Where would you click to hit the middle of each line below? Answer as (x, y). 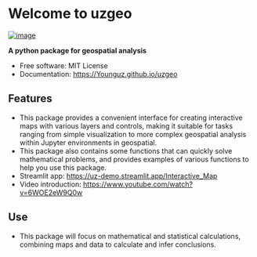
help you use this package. (63, 167)
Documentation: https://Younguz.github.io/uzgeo (98, 74)
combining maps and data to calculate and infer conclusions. (118, 244)
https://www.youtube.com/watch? (138, 184)
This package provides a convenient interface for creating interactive (131, 118)
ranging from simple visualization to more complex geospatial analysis (133, 134)
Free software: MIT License (63, 65)
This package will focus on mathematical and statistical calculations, (130, 236)
